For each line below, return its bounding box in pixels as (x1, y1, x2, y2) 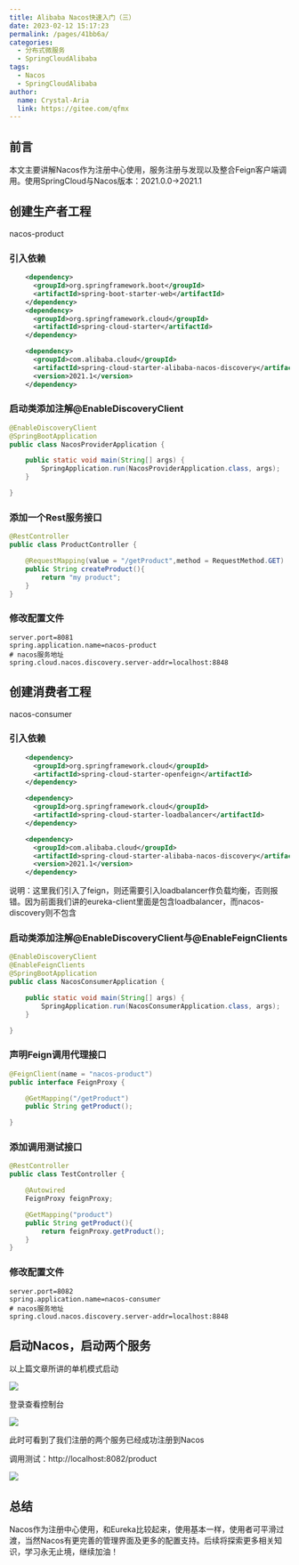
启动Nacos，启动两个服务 (9, 1338, 151, 1353)
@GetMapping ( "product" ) (25, 1210, 114, 1219)
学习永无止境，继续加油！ (24, 1546, 118, 1557)
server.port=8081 (9, 633, 74, 641)
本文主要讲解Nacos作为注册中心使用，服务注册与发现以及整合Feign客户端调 (9, 165, 287, 175)
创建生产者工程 (9, 204, 92, 219)
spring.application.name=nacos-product (9, 641, 158, 649)
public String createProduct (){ (25, 564, 145, 574)
